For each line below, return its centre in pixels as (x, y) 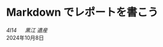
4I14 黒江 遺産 (27, 30)
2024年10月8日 (25, 37)
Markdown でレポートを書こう (82, 12)
